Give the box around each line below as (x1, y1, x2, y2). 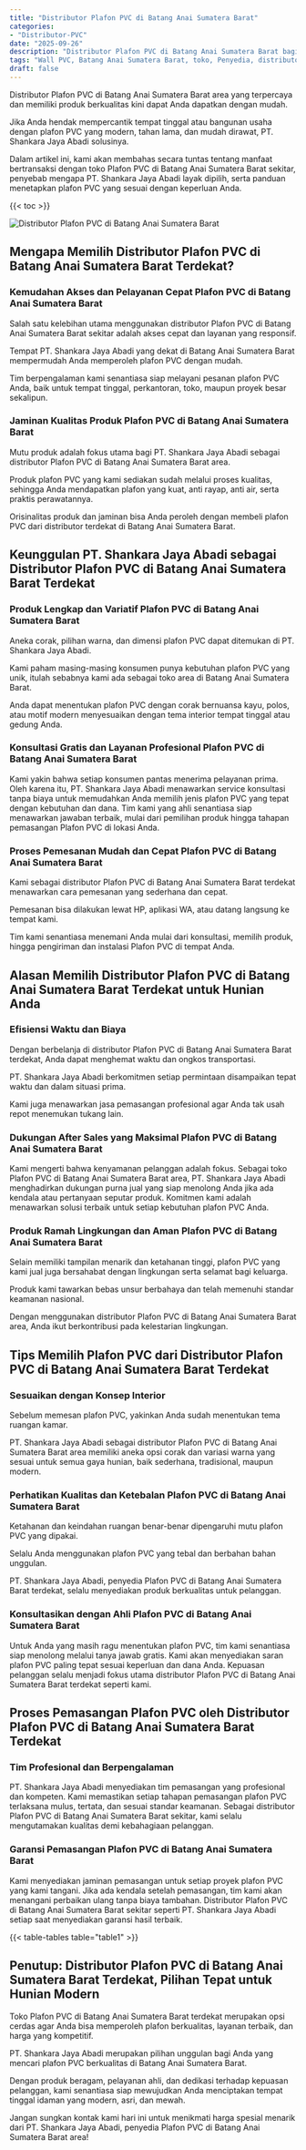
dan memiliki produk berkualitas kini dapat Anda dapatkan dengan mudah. (9, 98, 289, 109)
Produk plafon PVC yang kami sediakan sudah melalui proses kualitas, (9, 474, 273, 485)
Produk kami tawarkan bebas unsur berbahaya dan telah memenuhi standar (9, 1284, 294, 1295)
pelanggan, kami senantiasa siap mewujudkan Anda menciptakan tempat (9, 2084, 283, 2095)
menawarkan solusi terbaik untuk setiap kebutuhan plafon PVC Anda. (9, 1202, 270, 1213)
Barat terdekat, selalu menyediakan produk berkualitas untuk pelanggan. (9, 1585, 282, 1596)
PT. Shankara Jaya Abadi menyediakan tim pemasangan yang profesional (9, 1782, 285, 1793)
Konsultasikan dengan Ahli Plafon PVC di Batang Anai (9, 1608, 252, 1621)
